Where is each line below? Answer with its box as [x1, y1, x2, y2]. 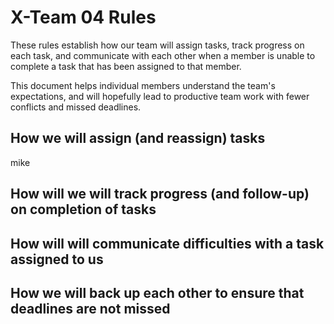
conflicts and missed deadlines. [10, 101, 142, 113]
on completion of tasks [10, 201, 157, 218]
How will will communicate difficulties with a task [10, 235, 325, 252]
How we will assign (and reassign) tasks [10, 130, 266, 147]
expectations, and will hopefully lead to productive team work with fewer [10, 90, 310, 102]
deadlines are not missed [10, 300, 171, 317]
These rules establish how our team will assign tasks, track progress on [10, 39, 305, 51]
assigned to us [10, 251, 104, 268]
